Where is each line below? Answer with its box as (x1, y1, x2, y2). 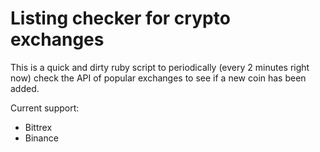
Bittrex (24, 121, 53, 133)
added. (10, 82, 40, 94)
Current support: (10, 102, 80, 114)
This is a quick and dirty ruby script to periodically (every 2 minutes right (10, 61, 310, 73)
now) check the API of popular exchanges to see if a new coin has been (10, 72, 307, 84)
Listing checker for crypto (10, 7, 231, 30)
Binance (24, 132, 59, 144)
